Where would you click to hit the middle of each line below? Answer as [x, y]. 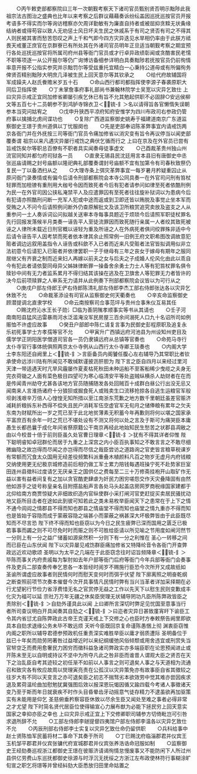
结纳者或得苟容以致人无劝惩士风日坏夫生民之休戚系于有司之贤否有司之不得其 [98, 31]
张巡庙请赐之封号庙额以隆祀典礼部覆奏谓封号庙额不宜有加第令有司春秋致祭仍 [98, 163]
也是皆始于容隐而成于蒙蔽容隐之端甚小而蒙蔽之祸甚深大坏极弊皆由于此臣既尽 [98, 515]
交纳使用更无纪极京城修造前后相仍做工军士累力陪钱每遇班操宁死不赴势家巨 [96, 464]
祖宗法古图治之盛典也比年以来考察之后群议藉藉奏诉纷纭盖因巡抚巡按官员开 [96, 16]
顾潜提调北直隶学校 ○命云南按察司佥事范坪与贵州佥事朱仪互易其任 [91, 302]
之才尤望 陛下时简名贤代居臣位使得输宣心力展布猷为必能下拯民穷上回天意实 [97, 706]
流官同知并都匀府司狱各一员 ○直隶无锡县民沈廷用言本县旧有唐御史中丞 [96, 155]
